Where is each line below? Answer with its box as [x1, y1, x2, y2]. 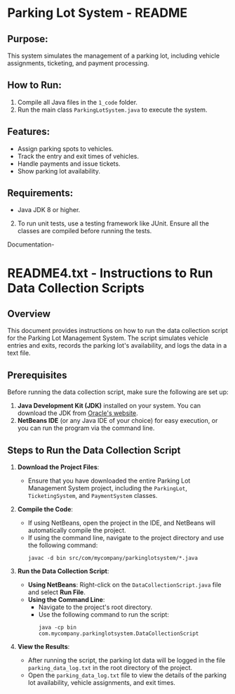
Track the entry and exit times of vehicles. [17, 152, 139, 160]
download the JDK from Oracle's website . [17, 409, 138, 417]
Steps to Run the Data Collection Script [7, 444, 181, 456]
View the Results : [17, 643, 70, 651]
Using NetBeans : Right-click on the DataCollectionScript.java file [27, 581, 222, 589]
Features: [7, 126, 51, 138]
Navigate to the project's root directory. [38, 603, 153, 612]
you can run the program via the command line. [17, 424, 155, 433]
